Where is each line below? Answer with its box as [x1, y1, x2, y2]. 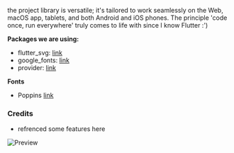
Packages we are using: [7, 35, 79, 43]
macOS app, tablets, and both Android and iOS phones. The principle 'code [7, 13, 228, 22]
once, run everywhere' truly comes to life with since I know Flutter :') [7, 21, 208, 29]
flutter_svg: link [17, 49, 62, 57]
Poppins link [17, 91, 54, 99]
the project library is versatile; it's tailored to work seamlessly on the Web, [7, 6, 223, 14]
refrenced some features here [17, 125, 106, 133]
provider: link [17, 64, 57, 72]
